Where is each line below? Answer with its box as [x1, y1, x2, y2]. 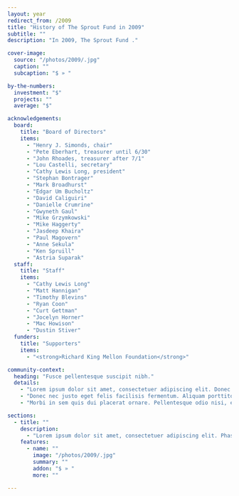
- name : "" [26, 445, 59, 453]
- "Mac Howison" [26, 320, 75, 327]
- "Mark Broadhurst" [26, 181, 87, 189]
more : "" [33, 471, 59, 479]
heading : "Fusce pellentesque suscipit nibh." [14, 373, 154, 380]
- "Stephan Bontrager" [26, 175, 94, 182]
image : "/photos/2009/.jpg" [33, 452, 116, 459]
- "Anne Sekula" [26, 241, 75, 248]
